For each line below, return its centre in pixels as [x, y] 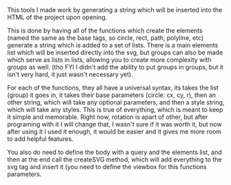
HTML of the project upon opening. [57, 17]
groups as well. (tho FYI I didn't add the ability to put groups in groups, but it [115, 67]
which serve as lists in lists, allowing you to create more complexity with [109, 60]
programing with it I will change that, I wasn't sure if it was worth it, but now [114, 124]
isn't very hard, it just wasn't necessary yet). [70, 74]
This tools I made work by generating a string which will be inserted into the [115, 10]
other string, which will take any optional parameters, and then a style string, [116, 102]
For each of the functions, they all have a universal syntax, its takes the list [113, 88]
